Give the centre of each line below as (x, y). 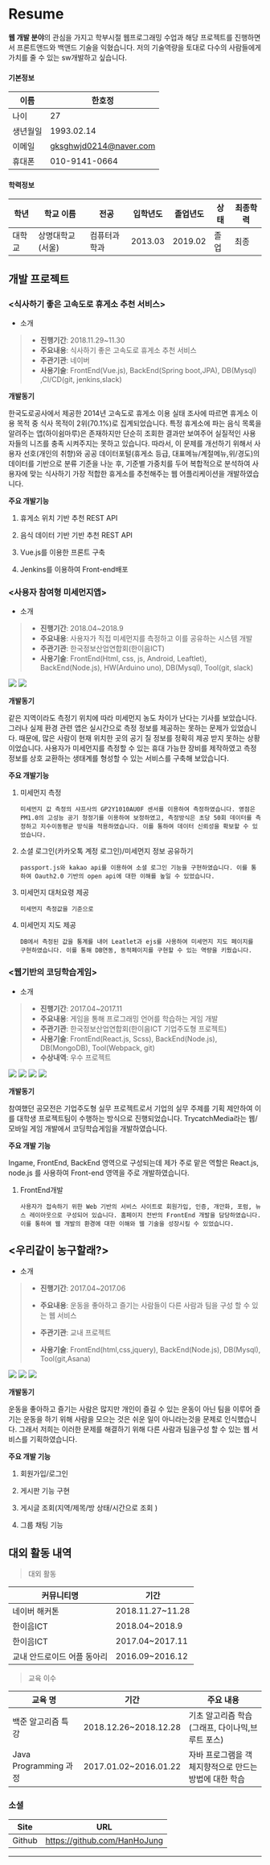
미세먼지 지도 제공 (48, 925)
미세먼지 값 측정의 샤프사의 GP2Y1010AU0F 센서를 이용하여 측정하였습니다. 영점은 (137, 810)
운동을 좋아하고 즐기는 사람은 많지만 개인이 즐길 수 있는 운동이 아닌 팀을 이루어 (131, 1409)
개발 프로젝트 (39, 279)
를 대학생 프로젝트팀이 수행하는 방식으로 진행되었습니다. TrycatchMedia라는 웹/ (133, 1118)
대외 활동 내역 (40, 1553)
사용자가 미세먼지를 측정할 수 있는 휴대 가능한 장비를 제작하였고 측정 (151, 748)
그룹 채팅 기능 (41, 1525)
